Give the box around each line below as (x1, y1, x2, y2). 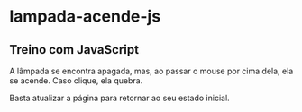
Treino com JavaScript (9, 42, 140, 57)
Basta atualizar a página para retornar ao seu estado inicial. (9, 92, 230, 103)
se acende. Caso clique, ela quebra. (9, 75, 143, 86)
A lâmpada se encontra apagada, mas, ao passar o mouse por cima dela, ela (9, 65, 294, 76)
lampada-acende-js (9, 6, 161, 27)
